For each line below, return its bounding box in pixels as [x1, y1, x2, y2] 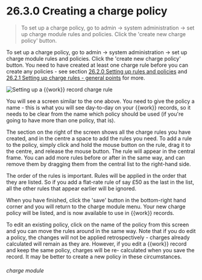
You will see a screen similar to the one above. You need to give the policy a [6, 98, 195, 105]
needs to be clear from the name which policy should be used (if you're [6, 110, 184, 117]
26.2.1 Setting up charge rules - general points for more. [6, 74, 146, 81]
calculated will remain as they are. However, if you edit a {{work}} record [6, 240, 187, 247]
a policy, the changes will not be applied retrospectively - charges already [6, 234, 190, 241]
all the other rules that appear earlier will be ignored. [6, 185, 137, 192]
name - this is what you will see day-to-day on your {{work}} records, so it [6, 104, 191, 111]
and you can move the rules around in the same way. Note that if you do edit [6, 227, 196, 234]
